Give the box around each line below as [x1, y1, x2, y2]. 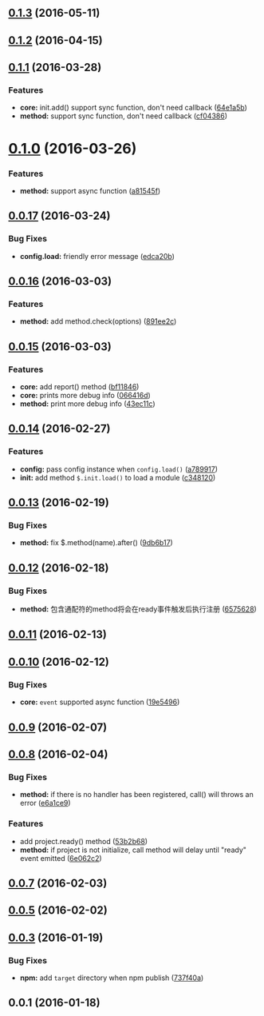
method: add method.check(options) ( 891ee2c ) [19, 317, 177, 326]
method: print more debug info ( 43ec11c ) [19, 399, 156, 408]
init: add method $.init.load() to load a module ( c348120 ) [19, 472, 216, 482]
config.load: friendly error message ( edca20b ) [19, 251, 175, 261]
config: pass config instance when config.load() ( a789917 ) [19, 464, 218, 474]
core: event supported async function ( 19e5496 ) [19, 697, 180, 707]
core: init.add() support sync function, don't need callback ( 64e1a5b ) [19, 103, 247, 113]
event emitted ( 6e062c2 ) [19, 853, 102, 863]
